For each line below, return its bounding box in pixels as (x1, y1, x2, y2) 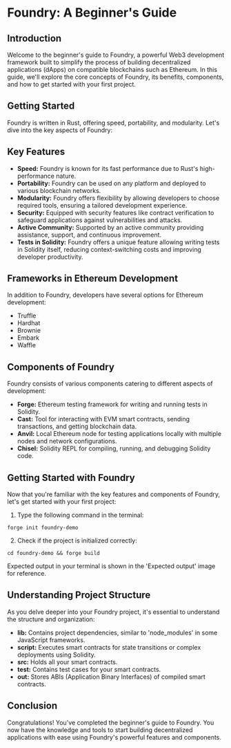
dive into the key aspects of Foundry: (7, 126, 113, 134)
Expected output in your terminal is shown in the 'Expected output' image (7, 562, 216, 570)
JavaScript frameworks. (17, 635, 86, 644)
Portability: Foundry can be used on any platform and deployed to (17, 179, 206, 188)
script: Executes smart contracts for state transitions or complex (17, 643, 201, 651)
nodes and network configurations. (17, 437, 117, 446)
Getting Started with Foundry (7, 472, 136, 484)
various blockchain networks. (17, 186, 101, 194)
